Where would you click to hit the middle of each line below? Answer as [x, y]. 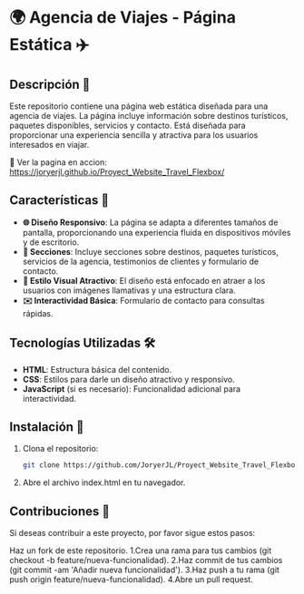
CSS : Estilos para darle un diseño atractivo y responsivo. [128, 379]
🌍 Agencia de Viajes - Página [123, 18]
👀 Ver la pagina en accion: [58, 162]
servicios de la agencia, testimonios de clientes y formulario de [141, 261]
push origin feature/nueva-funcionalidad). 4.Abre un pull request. [132, 579]
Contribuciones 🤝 [60, 511]
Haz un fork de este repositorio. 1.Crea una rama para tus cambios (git [141, 550]
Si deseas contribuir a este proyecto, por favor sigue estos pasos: [132, 533]
